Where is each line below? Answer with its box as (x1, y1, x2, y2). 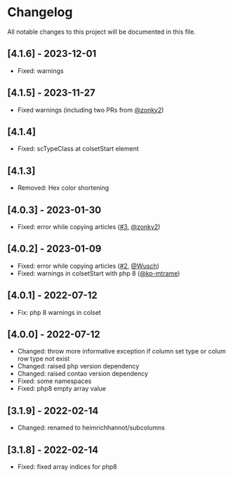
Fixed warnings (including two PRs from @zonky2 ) (17, 105, 164, 114)
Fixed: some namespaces (17, 377, 92, 385)
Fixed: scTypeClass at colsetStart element (17, 145, 139, 153)
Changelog (7, 4, 73, 20)
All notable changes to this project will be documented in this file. (7, 27, 197, 36)
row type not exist (17, 354, 70, 363)
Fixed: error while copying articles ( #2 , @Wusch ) (17, 261, 160, 270)
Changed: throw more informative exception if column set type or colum (17, 347, 226, 356)
